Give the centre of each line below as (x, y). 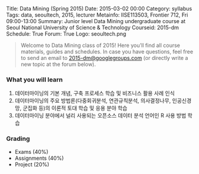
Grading (18, 139)
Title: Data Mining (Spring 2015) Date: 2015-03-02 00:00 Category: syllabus (99, 9)
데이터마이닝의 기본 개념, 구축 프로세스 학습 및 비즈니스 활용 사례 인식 (95, 93)
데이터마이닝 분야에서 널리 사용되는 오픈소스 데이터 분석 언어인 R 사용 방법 (100, 116)
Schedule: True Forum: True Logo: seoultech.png (66, 34)
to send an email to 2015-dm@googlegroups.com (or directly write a (104, 58)
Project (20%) (32, 164)
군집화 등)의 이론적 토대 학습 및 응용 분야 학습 (75, 108)
